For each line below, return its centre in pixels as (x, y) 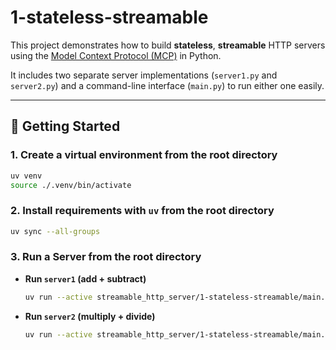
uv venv (26, 176)
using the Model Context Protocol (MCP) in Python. (116, 55)
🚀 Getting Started (65, 126)
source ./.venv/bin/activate (71, 185)
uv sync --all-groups (55, 231)
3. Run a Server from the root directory (106, 257)
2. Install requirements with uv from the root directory (142, 211)
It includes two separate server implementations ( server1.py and (144, 75)
